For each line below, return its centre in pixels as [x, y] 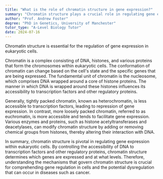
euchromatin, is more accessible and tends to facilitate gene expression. [77, 116]
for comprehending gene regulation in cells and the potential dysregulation [80, 167]
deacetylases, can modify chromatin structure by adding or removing [74, 127]
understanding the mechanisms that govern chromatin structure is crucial [78, 162]
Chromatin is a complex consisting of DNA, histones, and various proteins [79, 61]
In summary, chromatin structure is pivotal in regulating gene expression [77, 141]
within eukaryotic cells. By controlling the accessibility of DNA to [70, 147]
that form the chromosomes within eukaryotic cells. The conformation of [77, 66]
